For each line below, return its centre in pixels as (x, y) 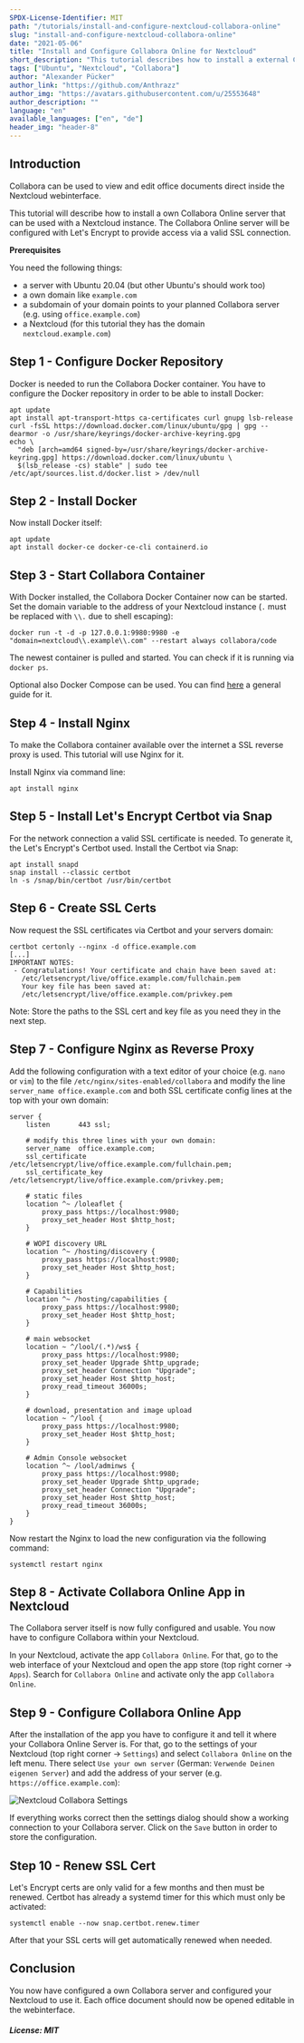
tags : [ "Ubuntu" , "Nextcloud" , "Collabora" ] (95, 69)
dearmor (24, 433)
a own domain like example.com (80, 295)
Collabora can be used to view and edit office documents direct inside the (147, 186)
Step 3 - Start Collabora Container (107, 575)
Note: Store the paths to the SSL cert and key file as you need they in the (145, 1011)
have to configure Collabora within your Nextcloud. (104, 1638)
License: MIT (34, 2030)
